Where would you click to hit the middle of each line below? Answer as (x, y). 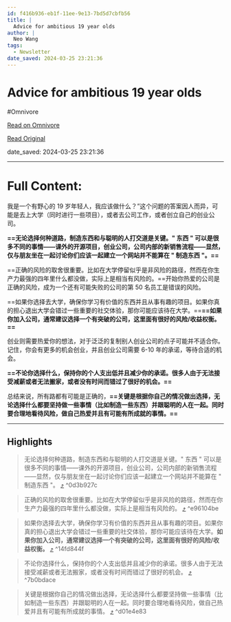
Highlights (30, 442)
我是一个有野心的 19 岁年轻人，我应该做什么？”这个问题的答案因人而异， (110, 206)
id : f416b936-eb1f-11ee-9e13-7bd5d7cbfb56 (69, 13)
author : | (21, 33)
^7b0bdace (40, 580)
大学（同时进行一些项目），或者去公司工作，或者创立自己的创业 (120, 214)
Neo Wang (26, 39)
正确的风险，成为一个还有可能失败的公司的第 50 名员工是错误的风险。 (106, 287)
